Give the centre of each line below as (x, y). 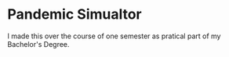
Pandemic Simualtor (75, 14)
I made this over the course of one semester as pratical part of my (114, 36)
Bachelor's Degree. (38, 44)
